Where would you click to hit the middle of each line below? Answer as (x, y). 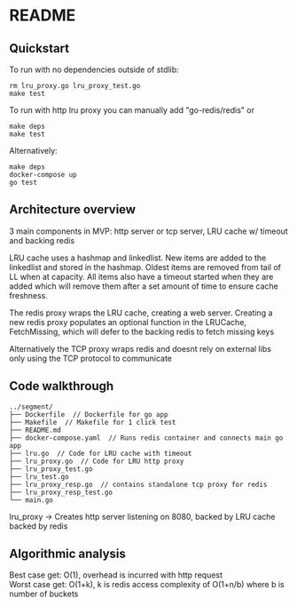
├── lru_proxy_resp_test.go (61, 492)
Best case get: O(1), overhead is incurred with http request (116, 575)
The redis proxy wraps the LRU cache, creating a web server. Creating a (141, 313)
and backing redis (42, 240)
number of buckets (44, 594)
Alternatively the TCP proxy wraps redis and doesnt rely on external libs (141, 348)
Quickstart (39, 48)
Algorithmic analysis (68, 554)
